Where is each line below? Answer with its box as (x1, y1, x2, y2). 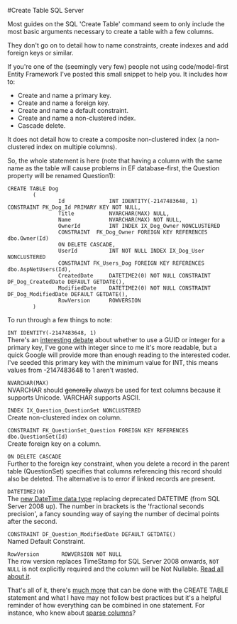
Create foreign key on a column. (7, 439, 101, 448)
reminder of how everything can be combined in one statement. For (7, 601, 205, 609)
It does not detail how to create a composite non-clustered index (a (7, 135, 204, 143)
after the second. (7, 518, 58, 525)
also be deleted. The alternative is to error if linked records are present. (7, 475, 216, 483)
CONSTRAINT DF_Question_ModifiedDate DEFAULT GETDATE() (7, 531, 176, 538)
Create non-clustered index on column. (7, 413, 122, 422)
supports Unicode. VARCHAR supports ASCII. (7, 393, 140, 402)
